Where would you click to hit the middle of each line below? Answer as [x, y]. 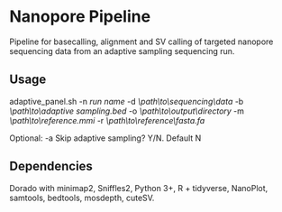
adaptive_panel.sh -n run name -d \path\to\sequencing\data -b [127, 101]
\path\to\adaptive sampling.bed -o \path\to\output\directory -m [127, 111]
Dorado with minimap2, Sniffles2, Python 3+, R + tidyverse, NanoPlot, [139, 188]
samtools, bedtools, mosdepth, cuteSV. [82, 198]
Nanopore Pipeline [80, 17]
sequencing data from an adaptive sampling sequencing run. [122, 51]
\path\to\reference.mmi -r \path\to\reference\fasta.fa [107, 120]
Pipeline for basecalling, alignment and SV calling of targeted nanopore [141, 41]
